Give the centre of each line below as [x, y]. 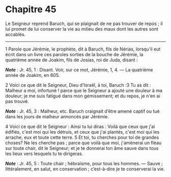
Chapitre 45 [31, 9]
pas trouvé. [17, 101]
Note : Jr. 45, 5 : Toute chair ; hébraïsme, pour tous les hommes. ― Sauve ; [84, 163]
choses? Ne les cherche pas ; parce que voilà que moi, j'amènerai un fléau [83, 143]
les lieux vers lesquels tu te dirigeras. [44, 154]
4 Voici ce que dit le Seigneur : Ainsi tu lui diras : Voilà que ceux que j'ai [80, 127]
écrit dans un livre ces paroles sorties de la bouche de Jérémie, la [74, 54]
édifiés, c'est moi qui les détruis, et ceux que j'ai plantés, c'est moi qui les [82, 132]
